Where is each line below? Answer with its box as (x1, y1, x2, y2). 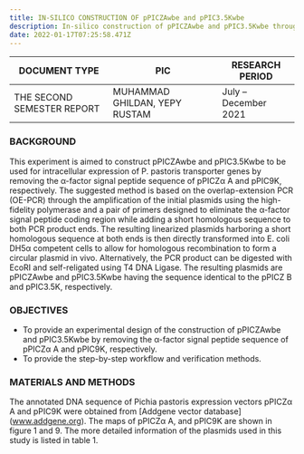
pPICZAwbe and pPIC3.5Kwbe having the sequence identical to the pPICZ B (9, 271, 292, 282)
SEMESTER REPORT (14, 102, 100, 115)
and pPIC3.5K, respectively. (9, 281, 113, 292)
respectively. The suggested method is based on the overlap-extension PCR (9, 185, 294, 196)
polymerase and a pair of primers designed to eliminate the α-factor (36, 204, 290, 215)
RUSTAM (112, 108, 151, 121)
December (222, 97, 267, 110)
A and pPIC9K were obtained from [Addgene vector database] (9, 406, 242, 417)
